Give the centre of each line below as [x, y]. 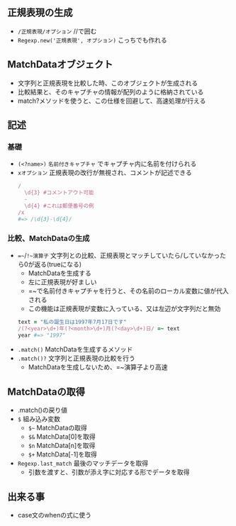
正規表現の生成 [40, 13]
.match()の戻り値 [42, 410]
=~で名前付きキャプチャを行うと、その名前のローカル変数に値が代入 [128, 291]
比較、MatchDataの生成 [49, 238]
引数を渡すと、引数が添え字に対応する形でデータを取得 [109, 472]
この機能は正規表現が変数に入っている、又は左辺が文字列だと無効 [124, 308]
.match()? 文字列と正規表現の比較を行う [77, 358]
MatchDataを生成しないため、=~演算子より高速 [98, 367]
